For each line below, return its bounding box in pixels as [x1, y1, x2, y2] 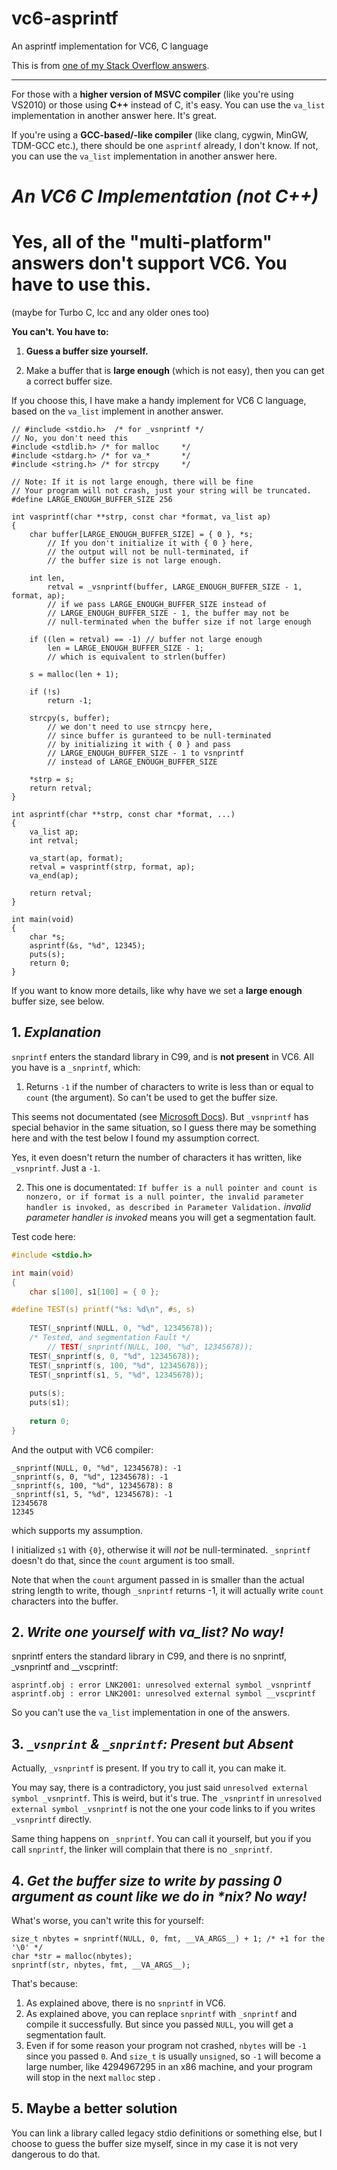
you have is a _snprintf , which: [11, 1061, 141, 1073]
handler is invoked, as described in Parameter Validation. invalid [25, 1200, 311, 1212]
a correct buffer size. [25, 375, 113, 387]
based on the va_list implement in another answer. [11, 405, 224, 417]
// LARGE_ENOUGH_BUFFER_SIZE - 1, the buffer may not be [47, 608, 289, 619]
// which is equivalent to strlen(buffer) [47, 652, 227, 662]
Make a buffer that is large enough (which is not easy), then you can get [25, 365, 325, 377]
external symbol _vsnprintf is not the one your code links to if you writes [11, 1803, 316, 1815]
